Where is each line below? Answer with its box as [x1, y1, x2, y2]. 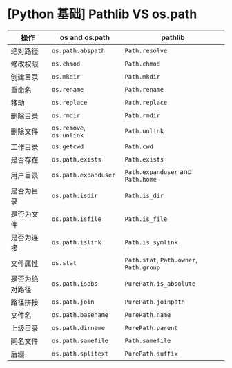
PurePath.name [124, 311, 171, 318]
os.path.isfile [51, 215, 101, 223]
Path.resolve [124, 46, 168, 55]
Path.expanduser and [124, 166, 192, 176]
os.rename [51, 86, 84, 93]
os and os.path [59, 32, 110, 42]
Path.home [124, 175, 157, 183]
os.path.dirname [51, 324, 106, 331]
